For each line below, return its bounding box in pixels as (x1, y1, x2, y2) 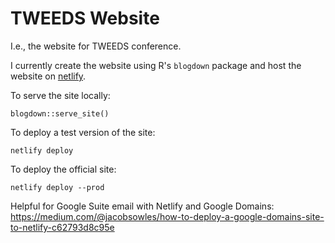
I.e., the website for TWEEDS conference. (10, 40, 182, 52)
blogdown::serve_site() (10, 108, 110, 119)
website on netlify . (10, 70, 87, 82)
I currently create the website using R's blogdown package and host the (10, 59, 302, 71)
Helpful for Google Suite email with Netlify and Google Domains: (10, 200, 275, 212)
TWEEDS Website (10, 7, 160, 30)
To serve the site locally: (10, 89, 111, 101)
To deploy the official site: (10, 163, 117, 175)
